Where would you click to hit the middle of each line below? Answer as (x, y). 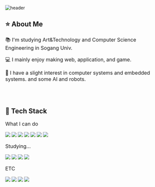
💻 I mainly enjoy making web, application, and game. (68, 59)
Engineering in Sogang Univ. (39, 48)
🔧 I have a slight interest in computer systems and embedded (78, 73)
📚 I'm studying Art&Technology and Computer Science (71, 39)
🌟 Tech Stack (26, 111)
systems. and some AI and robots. (46, 79)
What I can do (22, 123)
